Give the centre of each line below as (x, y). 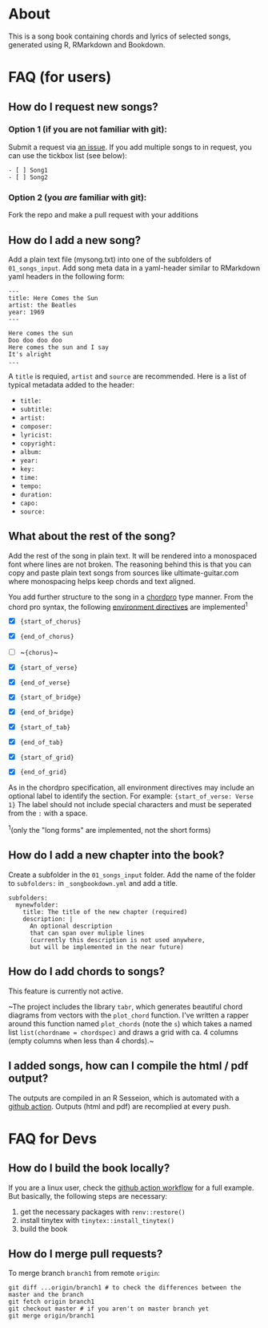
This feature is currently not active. (66, 991)
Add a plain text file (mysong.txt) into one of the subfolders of (110, 259)
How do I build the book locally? (89, 1168)
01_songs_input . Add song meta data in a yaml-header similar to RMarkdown (134, 268)
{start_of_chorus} (50, 622)
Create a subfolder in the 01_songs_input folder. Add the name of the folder (132, 875)
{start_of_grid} (47, 757)
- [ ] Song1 (28, 170)
